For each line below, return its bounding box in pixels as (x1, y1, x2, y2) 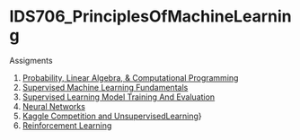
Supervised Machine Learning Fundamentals (22, 82, 189, 92)
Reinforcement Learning (22, 119, 112, 131)
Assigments (9, 55, 53, 66)
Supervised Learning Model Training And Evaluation (22, 92, 216, 102)
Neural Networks (22, 101, 85, 111)
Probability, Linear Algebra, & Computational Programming (22, 72, 239, 83)
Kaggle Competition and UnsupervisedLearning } (22, 110, 202, 121)
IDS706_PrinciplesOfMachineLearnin (9, 6, 292, 27)
